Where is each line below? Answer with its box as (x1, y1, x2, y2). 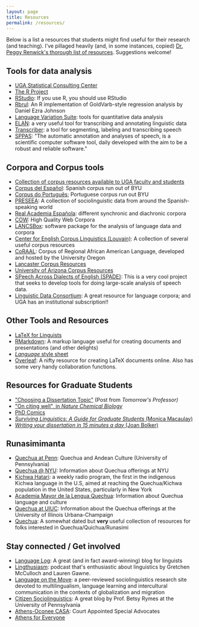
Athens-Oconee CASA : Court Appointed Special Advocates (14, 608, 160, 615)
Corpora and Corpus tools (6, 162, 105, 173)
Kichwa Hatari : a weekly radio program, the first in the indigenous (14, 473, 176, 481)
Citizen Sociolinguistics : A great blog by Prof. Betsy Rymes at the (14, 595, 174, 602)
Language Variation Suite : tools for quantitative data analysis (14, 114, 163, 121)
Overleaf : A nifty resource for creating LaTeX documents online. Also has (14, 357, 194, 364)
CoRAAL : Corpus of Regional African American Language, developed (14, 248, 185, 255)
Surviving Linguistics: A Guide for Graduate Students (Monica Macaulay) (14, 415, 193, 422)
